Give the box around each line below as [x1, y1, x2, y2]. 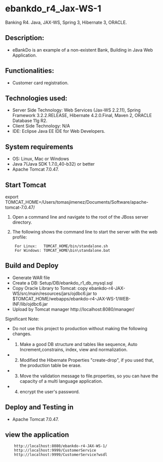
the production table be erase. [19, 362, 82, 368]
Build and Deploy [5, 261, 58, 270]
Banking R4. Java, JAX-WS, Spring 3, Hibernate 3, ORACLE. [5, 19, 127, 25]
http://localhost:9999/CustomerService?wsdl [14, 452, 108, 458]
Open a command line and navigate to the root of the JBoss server [12, 214, 149, 220]
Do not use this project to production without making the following [12, 325, 148, 331]
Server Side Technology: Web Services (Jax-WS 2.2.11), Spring [12, 107, 141, 113]
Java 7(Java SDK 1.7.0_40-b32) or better [12, 161, 95, 167]
